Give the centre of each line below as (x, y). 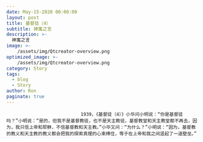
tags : (13, 74)
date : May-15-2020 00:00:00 (42, 12)
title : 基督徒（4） (29, 23)
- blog (20, 79)
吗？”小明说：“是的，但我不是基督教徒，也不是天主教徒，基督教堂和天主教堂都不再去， (99, 121)
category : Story (27, 68)
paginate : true (26, 96)
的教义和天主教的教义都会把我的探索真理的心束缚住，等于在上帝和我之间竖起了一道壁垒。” (101, 134)
